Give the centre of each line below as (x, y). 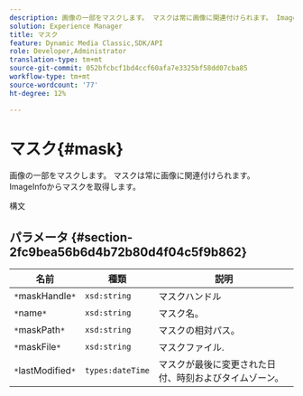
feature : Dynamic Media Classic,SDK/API (87, 43)
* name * (31, 313)
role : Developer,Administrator (68, 52)
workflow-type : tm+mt (50, 77)
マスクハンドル (190, 297)
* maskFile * (37, 347)
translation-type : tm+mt (56, 60)
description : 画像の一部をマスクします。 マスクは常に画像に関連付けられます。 (141, 18)
